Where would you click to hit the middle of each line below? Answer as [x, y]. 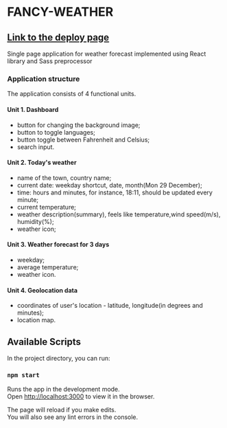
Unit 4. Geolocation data [42, 290]
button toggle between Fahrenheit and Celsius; [83, 139]
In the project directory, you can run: [59, 358]
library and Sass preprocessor [50, 61]
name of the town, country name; [64, 178]
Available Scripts [44, 342]
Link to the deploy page [58, 37]
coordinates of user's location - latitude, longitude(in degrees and [110, 306]
